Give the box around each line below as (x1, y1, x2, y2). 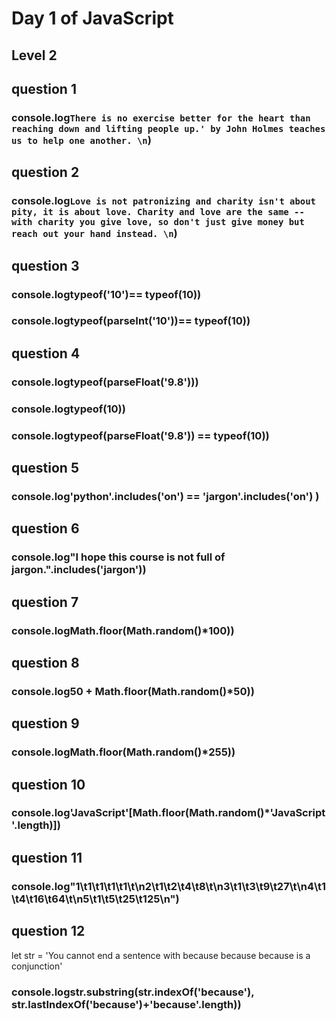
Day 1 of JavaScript (11, 7, 174, 30)
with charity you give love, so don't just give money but (11, 217, 305, 228)
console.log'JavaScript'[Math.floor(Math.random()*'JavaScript (11, 806, 326, 820)
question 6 (11, 520, 80, 537)
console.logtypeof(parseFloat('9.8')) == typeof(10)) (11, 428, 270, 442)
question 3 (11, 257, 80, 274)
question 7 (11, 593, 79, 611)
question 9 (11, 715, 80, 732)
